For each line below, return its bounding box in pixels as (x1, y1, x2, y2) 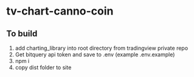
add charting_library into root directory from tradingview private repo (15, 44, 189, 52)
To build (6, 28, 38, 39)
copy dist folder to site (15, 64, 72, 71)
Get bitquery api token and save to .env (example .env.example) (15, 51, 175, 58)
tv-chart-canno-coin (6, 4, 114, 18)
